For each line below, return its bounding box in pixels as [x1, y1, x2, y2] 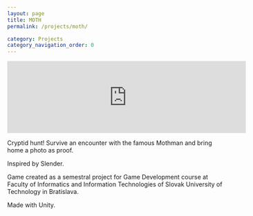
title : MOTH [7, 17, 41, 23]
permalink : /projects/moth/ [7, 23, 88, 30]
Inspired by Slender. [7, 159, 64, 168]
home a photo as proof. [7, 146, 74, 155]
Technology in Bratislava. [7, 188, 79, 196]
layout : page [7, 10, 45, 17]
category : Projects [7, 35, 64, 42]
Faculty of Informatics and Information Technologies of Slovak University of [7, 180, 223, 188]
